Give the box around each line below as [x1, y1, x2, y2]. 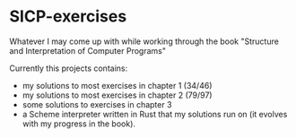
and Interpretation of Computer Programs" [9, 45, 166, 56]
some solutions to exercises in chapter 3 [22, 99, 172, 109]
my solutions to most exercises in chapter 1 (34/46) [22, 80, 213, 91]
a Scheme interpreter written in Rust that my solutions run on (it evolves [22, 108, 288, 119]
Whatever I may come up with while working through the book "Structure [9, 36, 280, 47]
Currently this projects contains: [9, 63, 128, 73]
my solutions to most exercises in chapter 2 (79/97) [22, 90, 213, 100]
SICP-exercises [9, 6, 127, 27]
